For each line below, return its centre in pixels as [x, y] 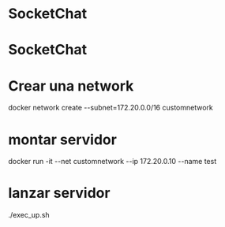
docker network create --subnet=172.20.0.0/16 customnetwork [111, 108]
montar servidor [62, 140]
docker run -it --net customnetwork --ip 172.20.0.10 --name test [112, 162]
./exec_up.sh [29, 215]
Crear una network [71, 86]
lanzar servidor [59, 193]
